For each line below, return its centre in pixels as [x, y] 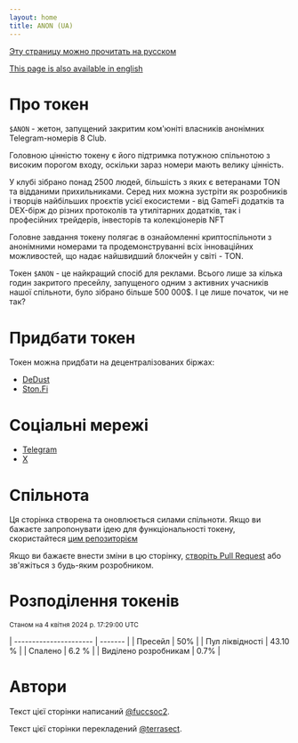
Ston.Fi [35, 389]
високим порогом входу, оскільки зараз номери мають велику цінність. [147, 165]
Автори [38, 687]
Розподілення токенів [94, 601]
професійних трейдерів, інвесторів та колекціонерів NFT [117, 220]
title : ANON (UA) [41, 26]
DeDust [36, 380]
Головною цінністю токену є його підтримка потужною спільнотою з [140, 156]
